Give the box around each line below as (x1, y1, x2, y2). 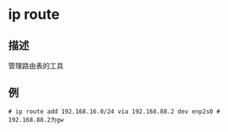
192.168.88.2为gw (8, 115, 65, 123)
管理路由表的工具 (8, 61, 64, 70)
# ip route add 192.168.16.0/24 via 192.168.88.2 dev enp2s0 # (8, 108, 221, 115)
